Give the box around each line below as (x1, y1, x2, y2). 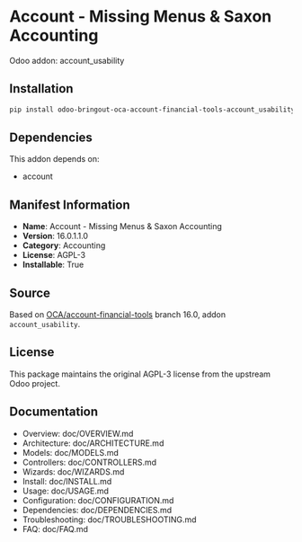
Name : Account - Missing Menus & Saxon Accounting (22, 221, 223, 232)
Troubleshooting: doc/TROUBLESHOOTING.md (22, 514, 197, 525)
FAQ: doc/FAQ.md (22, 523, 88, 534)
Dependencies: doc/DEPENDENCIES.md (22, 504, 173, 515)
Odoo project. (9, 378, 61, 388)
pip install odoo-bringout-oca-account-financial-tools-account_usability (9, 105, 296, 114)
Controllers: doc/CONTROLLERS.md (22, 457, 157, 467)
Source (9, 285, 51, 300)
